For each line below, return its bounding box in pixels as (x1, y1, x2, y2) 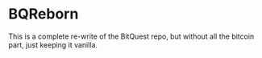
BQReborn (8, 5, 79, 23)
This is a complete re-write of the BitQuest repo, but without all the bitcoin (8, 31, 255, 41)
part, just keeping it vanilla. (8, 39, 98, 49)
